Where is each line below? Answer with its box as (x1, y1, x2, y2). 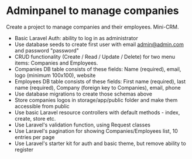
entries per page (14, 133, 55, 140)
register (14, 146, 34, 153)
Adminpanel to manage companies (6, 4, 180, 17)
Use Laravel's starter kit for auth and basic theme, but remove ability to (14, 140, 186, 147)
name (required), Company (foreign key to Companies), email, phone (14, 84, 181, 91)
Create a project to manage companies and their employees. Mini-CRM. (6, 23, 180, 30)
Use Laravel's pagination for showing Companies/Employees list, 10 (14, 127, 179, 135)
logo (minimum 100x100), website (14, 72, 96, 79)
